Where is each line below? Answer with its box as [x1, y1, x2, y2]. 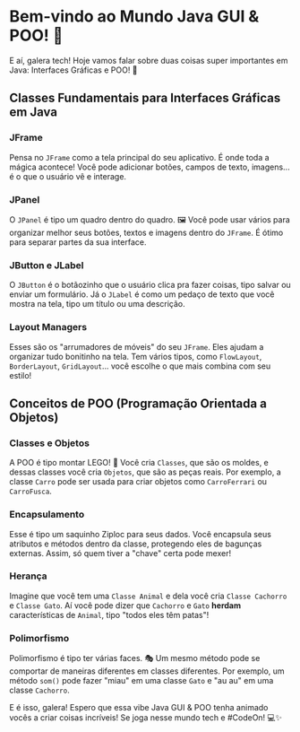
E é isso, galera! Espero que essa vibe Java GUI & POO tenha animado [9, 702, 269, 713]
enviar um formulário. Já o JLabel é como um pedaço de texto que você [9, 289, 275, 300]
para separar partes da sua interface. [9, 236, 147, 248]
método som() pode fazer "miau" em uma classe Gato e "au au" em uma [9, 675, 274, 686]
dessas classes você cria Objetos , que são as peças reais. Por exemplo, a [9, 466, 281, 477]
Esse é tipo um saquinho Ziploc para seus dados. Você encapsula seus [9, 528, 271, 539]
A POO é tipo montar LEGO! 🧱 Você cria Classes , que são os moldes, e [9, 457, 269, 468]
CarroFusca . [9, 486, 52, 497]
